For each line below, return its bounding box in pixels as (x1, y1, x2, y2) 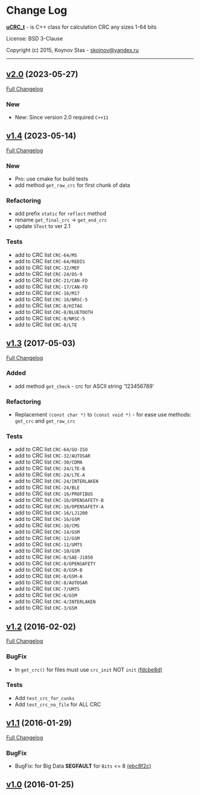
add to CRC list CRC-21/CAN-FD (14, 276, 88, 284)
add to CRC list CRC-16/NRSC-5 (14, 295, 88, 303)
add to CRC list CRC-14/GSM (14, 528, 80, 535)
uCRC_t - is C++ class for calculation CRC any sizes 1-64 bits (6, 23, 157, 30)
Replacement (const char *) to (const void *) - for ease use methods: (14, 411, 192, 418)
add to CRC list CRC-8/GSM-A (14, 572, 83, 580)
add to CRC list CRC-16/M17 (14, 289, 80, 296)
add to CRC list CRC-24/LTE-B (14, 465, 85, 472)
